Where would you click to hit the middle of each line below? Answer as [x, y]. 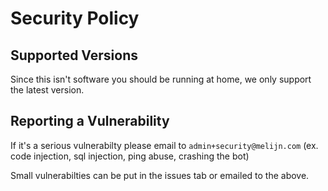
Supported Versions [74, 55]
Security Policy [75, 18]
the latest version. [47, 90]
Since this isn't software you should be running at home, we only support [161, 79]
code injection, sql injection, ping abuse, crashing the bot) [130, 156]
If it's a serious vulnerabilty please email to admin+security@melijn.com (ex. [164, 145]
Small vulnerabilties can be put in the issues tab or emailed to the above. [160, 175]
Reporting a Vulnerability [90, 121]
